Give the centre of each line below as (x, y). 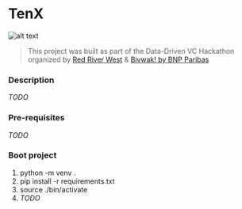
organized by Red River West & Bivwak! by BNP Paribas (118, 59)
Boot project (33, 155)
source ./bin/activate (54, 189)
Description (31, 80)
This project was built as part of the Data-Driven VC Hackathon (131, 51)
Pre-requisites (36, 118)
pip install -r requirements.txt (67, 181)
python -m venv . (48, 173)
